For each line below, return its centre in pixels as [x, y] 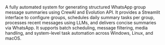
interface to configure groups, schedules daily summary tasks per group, [80, 17]
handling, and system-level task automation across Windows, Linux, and [79, 33]
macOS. [13, 38]
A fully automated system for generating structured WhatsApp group [76, 7]
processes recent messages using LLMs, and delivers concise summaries [81, 22]
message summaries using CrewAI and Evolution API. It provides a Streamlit [83, 12]
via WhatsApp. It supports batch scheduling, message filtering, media [77, 28]
